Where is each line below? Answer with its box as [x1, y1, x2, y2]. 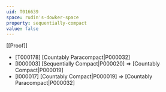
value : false [6, 25, 39, 32]
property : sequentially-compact [6, 20, 87, 26]
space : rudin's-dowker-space [6, 14, 79, 20]
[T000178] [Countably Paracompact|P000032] [14, 54, 131, 61]
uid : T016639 [6, 8, 39, 15]
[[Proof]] [6, 42, 28, 49]
